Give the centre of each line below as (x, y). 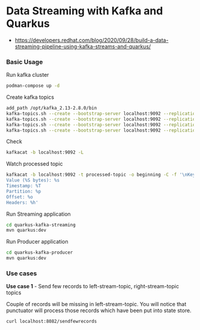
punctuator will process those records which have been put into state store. (99, 310)
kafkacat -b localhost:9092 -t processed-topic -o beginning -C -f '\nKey (101, 175)
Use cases (22, 273)
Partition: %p (24, 191)
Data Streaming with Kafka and (85, 11)
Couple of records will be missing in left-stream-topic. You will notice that (96, 304)
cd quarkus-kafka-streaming (41, 225)
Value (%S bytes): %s (33, 180)
